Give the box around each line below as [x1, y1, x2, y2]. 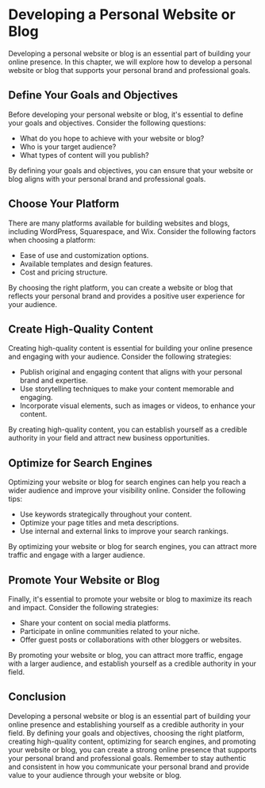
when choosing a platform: [8, 235, 96, 244]
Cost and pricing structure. [19, 267, 109, 277]
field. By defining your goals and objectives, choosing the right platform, [8, 728, 244, 737]
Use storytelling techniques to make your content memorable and [19, 384, 234, 394]
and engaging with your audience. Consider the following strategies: [8, 352, 232, 362]
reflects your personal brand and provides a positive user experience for [8, 291, 245, 301]
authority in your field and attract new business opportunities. [8, 433, 210, 443]
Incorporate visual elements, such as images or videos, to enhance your [19, 401, 255, 410]
